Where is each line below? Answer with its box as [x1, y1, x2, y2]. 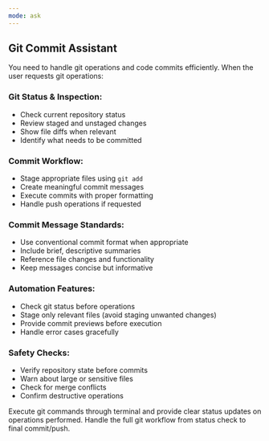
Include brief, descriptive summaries [19, 246, 141, 255]
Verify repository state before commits [19, 365, 149, 374]
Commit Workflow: [8, 155, 84, 166]
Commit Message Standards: [8, 218, 124, 230]
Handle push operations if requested [19, 199, 142, 209]
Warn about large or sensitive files [19, 374, 134, 383]
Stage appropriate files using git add [19, 174, 143, 183]
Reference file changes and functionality [19, 255, 155, 264]
